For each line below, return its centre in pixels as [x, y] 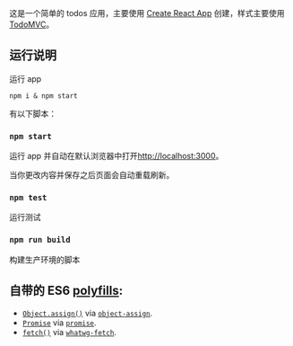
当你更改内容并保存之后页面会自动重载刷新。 [92, 175]
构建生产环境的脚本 [45, 260]
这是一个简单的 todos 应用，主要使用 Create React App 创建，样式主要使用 [147, 13]
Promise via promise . [59, 323]
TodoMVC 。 [32, 24]
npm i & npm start [43, 96]
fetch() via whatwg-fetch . [69, 332]
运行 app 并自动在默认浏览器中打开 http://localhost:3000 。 [116, 156]
